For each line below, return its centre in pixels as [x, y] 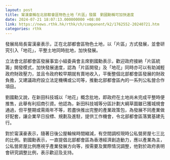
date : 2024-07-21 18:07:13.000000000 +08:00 [53, 19]
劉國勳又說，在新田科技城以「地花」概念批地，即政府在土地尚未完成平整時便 [85, 98]
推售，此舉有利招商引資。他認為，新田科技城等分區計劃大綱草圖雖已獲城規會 [85, 104]
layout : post [19, 10]
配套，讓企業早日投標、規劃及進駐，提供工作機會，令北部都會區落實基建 [85, 116]
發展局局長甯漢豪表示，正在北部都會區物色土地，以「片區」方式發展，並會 [83, 44]
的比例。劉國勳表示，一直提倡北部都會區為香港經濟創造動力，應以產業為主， [85, 140]
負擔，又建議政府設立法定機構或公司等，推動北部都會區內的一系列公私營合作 [85, 80]
